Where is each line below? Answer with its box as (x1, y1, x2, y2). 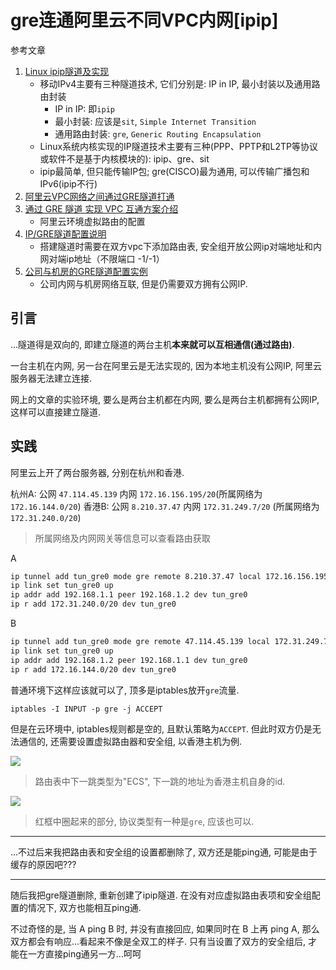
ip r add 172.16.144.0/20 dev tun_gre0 (10, 664, 177, 675)
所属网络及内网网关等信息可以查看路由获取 (34, 532, 211, 544)
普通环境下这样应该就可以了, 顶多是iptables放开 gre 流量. (10, 684, 240, 696)
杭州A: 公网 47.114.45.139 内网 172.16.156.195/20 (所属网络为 (10, 487, 263, 500)
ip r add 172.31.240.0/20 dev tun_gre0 (10, 599, 177, 610)
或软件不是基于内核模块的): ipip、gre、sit (39, 152, 210, 165)
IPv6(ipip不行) (39, 177, 98, 190)
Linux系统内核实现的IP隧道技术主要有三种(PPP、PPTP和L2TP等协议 (39, 140, 319, 152)
